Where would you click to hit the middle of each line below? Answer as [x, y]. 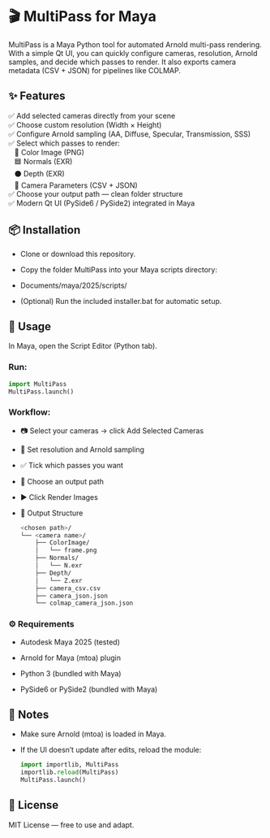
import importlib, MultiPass [69, 765]
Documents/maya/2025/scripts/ [73, 285]
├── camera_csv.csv [68, 588]
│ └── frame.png [66, 550]
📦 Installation [45, 230]
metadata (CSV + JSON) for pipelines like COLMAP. [94, 70]
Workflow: [30, 412]
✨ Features [37, 96]
